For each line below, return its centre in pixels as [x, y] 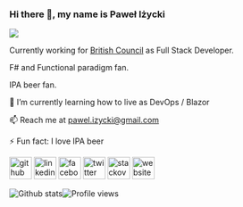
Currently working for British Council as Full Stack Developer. [121, 50]
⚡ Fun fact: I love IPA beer [57, 141]
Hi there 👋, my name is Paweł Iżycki [87, 14]
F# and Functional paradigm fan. [69, 68]
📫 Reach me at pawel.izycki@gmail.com [84, 120]
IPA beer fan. [33, 85]
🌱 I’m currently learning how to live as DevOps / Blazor [109, 103]
